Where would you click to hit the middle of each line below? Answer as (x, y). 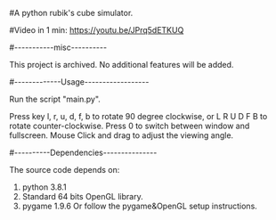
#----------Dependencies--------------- (83, 152)
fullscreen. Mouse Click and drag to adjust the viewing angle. (122, 135)
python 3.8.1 (44, 187)
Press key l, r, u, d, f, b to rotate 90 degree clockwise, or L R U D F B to (138, 116)
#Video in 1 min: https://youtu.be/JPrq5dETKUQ (97, 30)
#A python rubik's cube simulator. (71, 13)
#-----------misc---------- (58, 47)
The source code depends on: (65, 170)
